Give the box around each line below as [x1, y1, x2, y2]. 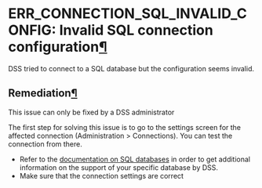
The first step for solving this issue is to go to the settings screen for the [8, 122, 242, 132]
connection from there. [8, 139, 82, 149]
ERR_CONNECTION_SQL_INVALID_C [8, 5, 247, 23]
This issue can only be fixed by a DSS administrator [8, 107, 175, 117]
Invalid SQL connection [59, 21, 213, 39]
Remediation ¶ [8, 87, 78, 100]
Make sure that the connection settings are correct [19, 171, 184, 180]
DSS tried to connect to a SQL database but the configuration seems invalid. [8, 63, 255, 73]
